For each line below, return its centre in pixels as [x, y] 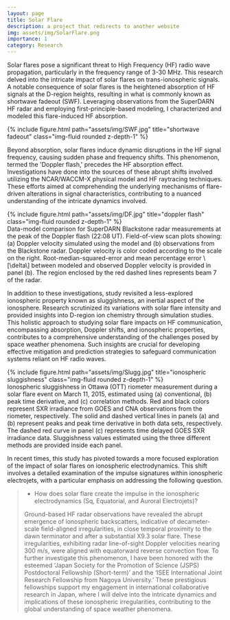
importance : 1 [27, 39]
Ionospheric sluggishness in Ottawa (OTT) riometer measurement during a [112, 387]
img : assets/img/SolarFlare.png [53, 33]
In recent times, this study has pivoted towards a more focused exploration [113, 458]
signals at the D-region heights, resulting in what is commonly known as [109, 94]
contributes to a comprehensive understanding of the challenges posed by [113, 337]
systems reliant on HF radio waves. [57, 359]
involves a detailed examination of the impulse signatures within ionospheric [115, 473]
